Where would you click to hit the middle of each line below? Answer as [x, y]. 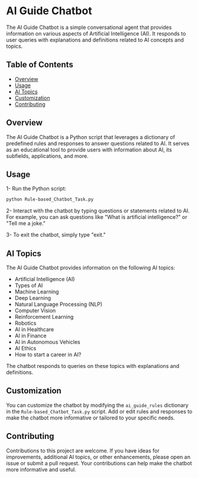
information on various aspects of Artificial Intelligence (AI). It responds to [96, 33]
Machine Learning [37, 292]
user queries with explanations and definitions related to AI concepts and [95, 40]
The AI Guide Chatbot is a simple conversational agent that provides [89, 27]
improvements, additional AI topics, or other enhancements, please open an [98, 457]
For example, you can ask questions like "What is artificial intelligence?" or [97, 217]
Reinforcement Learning [44, 317]
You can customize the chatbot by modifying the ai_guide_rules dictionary [98, 405]
